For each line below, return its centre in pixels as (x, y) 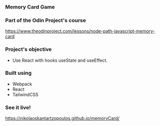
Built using (18, 73)
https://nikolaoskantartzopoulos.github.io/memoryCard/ (62, 119)
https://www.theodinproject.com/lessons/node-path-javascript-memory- (80, 31)
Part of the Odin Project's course (46, 20)
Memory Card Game (30, 7)
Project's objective (28, 49)
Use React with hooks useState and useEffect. (60, 60)
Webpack (22, 84)
